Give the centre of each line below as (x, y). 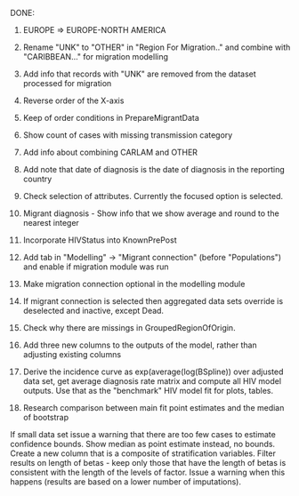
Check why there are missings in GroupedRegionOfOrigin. (129, 328)
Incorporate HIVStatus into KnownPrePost (100, 240)
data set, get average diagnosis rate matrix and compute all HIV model (152, 381)
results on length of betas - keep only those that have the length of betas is (148, 463)
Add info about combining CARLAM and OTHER (110, 152)
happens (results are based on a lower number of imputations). (125, 482)
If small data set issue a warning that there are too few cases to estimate (143, 434)
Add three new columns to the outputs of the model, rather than (140, 345)
